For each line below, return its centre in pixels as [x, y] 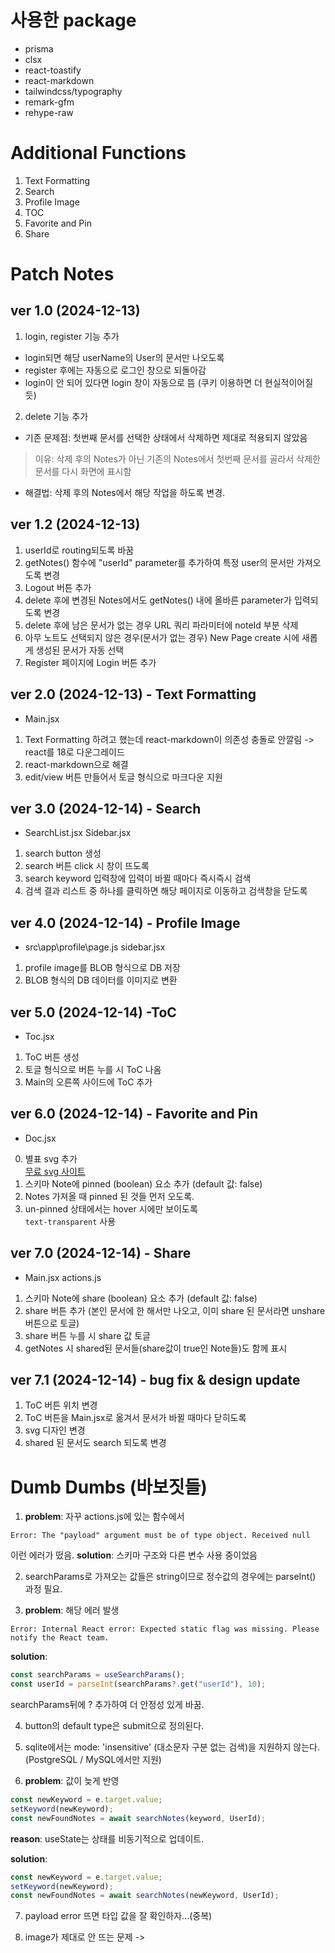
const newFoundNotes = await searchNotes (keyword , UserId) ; [138, 1818]
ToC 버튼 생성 [52, 1057]
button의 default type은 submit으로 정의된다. [114, 1726]
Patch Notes [62, 274]
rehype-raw [49, 112]
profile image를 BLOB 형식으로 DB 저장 [102, 968]
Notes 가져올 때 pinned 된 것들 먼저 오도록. [109, 1196]
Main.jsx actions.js [63, 1277]
